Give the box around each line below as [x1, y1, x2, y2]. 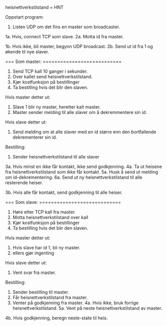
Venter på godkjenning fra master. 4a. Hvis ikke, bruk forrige [12, 300, 139, 306]
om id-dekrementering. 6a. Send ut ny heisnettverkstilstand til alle [5, 174, 143, 180]
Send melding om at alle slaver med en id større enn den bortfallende [12, 129, 156, 135]
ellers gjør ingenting [12, 250, 54, 256]
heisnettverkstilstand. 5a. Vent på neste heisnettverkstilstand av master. [12, 305, 162, 311]
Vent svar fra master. [12, 269, 57, 276]
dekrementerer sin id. [12, 134, 58, 140]
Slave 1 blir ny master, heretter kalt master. [12, 104, 101, 110]
